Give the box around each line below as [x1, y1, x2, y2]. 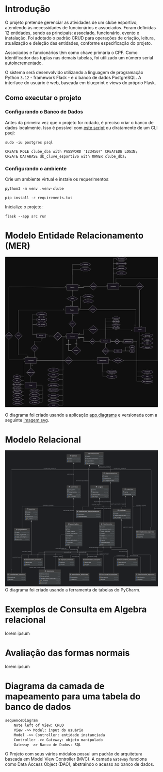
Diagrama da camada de [5, 680, 105, 692]
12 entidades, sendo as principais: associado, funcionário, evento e [5, 30, 140, 36]
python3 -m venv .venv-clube [5, 186, 64, 191]
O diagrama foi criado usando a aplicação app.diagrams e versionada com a [5, 412, 158, 418]
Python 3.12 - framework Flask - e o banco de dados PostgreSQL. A [5, 74, 142, 80]
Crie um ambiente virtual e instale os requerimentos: [5, 176, 110, 182]
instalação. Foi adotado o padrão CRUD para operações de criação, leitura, [5, 35, 155, 41]
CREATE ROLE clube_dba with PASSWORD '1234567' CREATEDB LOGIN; [5, 149, 138, 154]
